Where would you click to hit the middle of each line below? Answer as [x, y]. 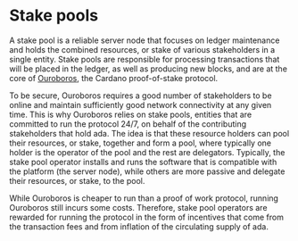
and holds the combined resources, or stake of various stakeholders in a [142, 49]
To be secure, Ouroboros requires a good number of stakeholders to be [141, 96]
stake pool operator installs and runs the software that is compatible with [143, 162]
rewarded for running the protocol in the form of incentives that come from [146, 217]
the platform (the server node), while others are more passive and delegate [147, 171]
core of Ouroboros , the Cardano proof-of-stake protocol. [114, 78]
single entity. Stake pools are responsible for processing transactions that [145, 59]
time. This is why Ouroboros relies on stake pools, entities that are [131, 114]
